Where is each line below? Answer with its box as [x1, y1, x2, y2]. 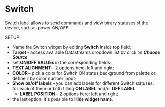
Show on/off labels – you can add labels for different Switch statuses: [12, 80, 154, 86]
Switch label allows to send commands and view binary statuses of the [5, 20, 149, 26]
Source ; [12, 54, 29, 60]
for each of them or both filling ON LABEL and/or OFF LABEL [12, 85, 135, 91]
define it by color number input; [12, 75, 76, 81]
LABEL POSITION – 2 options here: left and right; [19, 91, 119, 97]
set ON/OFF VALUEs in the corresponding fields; [12, 59, 111, 65]
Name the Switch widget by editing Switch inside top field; [12, 44, 131, 50]
